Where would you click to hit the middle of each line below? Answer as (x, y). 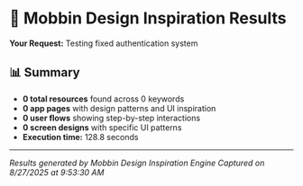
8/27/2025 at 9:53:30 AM (57, 172)
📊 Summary (45, 72)
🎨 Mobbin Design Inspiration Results (148, 18)
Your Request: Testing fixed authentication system (104, 43)
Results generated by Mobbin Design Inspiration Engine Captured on (137, 163)
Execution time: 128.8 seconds (80, 137)
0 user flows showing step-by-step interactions (111, 118)
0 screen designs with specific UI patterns (102, 127)
